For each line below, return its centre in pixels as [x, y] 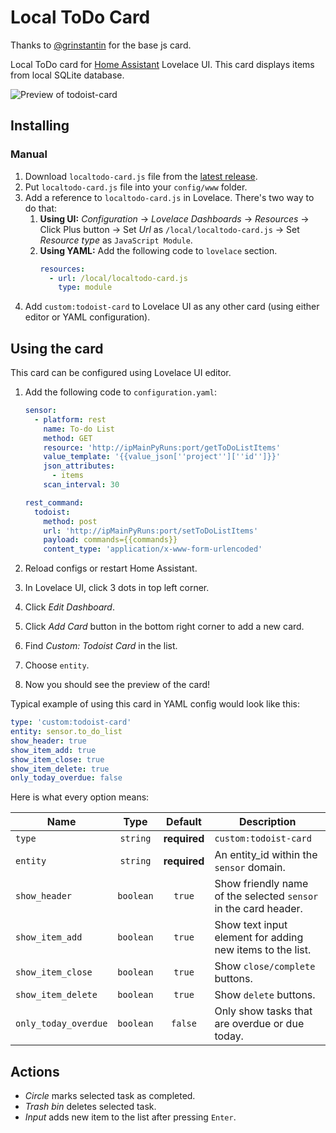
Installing [40, 126]
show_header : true [48, 741]
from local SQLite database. [67, 75]
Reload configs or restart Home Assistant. [111, 568]
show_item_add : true [53, 750]
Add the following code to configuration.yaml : [120, 392]
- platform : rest [70, 419]
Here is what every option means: [80, 797]
